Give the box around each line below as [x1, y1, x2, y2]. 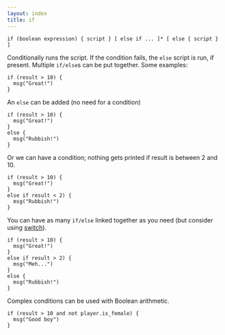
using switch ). [7, 223, 47, 231]
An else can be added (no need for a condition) [7, 97, 142, 106]
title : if [7, 16, 36, 23]
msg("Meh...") [13, 260, 53, 268]
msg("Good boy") [13, 316, 59, 323]
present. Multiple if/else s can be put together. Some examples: [7, 60, 188, 69]
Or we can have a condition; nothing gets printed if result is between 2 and [7, 153, 217, 161]
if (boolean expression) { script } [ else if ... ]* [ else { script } [7, 35, 219, 42]
